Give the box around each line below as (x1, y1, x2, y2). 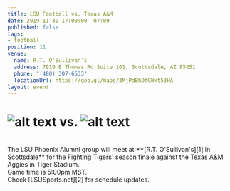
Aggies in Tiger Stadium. (7, 160, 80, 169)
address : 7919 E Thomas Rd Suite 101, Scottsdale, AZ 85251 (14, 63, 196, 71)
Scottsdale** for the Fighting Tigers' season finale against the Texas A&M (7, 153, 224, 161)
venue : (7, 51, 27, 58)
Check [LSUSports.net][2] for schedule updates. (7, 175, 150, 184)
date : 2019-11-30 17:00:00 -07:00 (7, 17, 110, 24)
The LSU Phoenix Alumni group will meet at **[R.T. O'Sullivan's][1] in (7, 145, 211, 154)
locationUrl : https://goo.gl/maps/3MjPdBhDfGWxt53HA (14, 76, 174, 84)
